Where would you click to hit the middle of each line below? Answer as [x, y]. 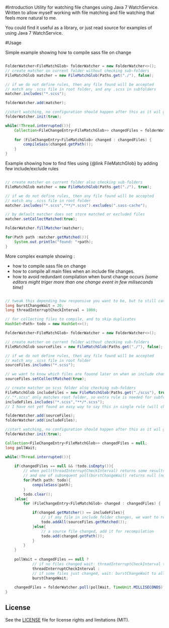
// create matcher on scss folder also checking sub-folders [71, 388]
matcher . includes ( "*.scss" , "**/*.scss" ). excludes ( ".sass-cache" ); [76, 205]
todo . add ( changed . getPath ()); [73, 536]
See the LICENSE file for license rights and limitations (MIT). [67, 619]
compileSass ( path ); [52, 485]
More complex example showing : [40, 256]
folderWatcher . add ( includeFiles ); [41, 421]
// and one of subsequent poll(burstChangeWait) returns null [90, 476]
